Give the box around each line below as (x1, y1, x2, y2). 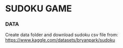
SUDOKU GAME (5, 3, 72, 14)
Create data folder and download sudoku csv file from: (5, 32, 118, 38)
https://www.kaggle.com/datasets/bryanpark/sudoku (5, 37, 115, 43)
